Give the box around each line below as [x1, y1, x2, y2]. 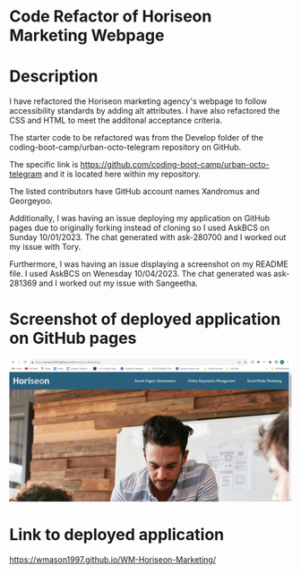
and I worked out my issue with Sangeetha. [39, 278, 199, 288]
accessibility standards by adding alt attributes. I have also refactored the [9, 106, 280, 116]
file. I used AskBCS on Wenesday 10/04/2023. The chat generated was [9, 269, 271, 279]
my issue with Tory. [9, 242, 82, 253]
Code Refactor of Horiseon [9, 6, 212, 27]
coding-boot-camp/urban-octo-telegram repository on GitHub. [9, 141, 242, 153]
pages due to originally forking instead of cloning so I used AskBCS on [9, 222, 271, 234]
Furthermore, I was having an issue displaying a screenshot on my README [9, 259, 288, 270]
